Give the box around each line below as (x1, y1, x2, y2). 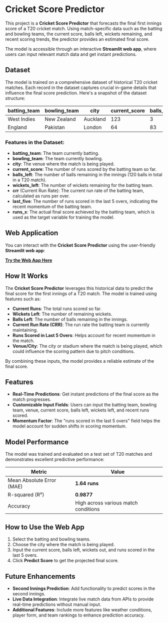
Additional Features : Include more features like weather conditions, (12, 606, 152, 612)
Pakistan (44, 124, 65, 131)
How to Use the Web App (5, 523, 84, 531)
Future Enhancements (5, 572, 76, 581)
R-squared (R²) (7, 491, 44, 498)
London (83, 124, 102, 131)
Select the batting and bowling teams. (12, 536, 91, 542)
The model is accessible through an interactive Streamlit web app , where (5, 46, 156, 52)
